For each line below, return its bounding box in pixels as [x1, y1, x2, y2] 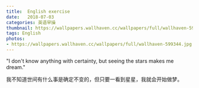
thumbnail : [6, 25, 33, 31]
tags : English [6, 31, 41, 36]
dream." [6, 63, 25, 70]
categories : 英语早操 [6, 19, 56, 25]
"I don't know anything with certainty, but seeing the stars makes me [6, 57, 174, 65]
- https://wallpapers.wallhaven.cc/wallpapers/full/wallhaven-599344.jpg [6, 42, 192, 48]
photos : [6, 36, 25, 42]
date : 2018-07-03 [6, 14, 54, 20]
